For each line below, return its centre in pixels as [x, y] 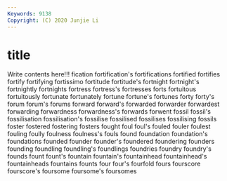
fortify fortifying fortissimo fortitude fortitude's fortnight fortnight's [103, 82]
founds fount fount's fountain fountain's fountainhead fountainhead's [107, 156]
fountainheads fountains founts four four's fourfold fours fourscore [104, 164]
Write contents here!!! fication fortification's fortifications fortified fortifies [113, 74]
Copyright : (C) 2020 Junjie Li [53, 20]
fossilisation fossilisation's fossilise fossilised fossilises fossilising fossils [112, 119]
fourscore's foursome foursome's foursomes [72, 171]
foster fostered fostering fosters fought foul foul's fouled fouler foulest [109, 126]
